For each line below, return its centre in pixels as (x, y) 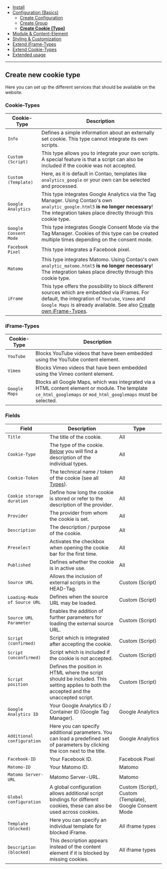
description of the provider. (81, 504)
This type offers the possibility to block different (97, 287)
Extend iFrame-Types (34, 44)
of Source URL (24, 602)
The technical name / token (81, 472)
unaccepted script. (71, 697)
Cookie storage (26, 496)
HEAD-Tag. (63, 588)
